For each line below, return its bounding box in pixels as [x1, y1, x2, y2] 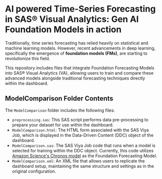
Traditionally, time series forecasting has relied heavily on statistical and [5, 40, 148, 46]
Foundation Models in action [5, 24, 122, 35]
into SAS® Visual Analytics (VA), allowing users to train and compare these [5, 70, 154, 76]
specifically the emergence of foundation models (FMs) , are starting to [5, 50, 147, 56]
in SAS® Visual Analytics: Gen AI [5, 14, 139, 25]
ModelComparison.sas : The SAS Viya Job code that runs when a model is [12, 142, 156, 148]
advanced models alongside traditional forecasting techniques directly [5, 75, 146, 81]
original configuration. [12, 168, 57, 174]
